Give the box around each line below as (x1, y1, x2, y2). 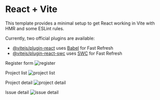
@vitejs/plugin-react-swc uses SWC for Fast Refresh (12, 50, 122, 56)
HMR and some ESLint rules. (5, 25, 64, 31)
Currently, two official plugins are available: (5, 35, 95, 41)
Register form (5, 60, 34, 66)
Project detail (5, 79, 33, 85)
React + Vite (5, 4, 58, 15)
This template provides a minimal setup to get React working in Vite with (5, 20, 155, 26)
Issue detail (5, 89, 29, 95)
